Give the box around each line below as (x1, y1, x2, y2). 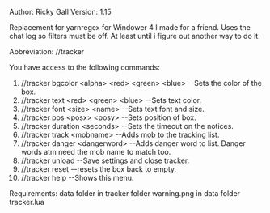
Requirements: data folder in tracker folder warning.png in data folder (9, 189, 241, 198)
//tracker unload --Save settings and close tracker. (20, 155, 190, 165)
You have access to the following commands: (9, 62, 160, 72)
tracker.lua (9, 198, 45, 207)
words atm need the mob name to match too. (20, 147, 171, 156)
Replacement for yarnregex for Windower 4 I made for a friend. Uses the (9, 23, 251, 32)
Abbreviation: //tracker (9, 47, 85, 56)
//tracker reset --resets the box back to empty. (20, 164, 177, 173)
